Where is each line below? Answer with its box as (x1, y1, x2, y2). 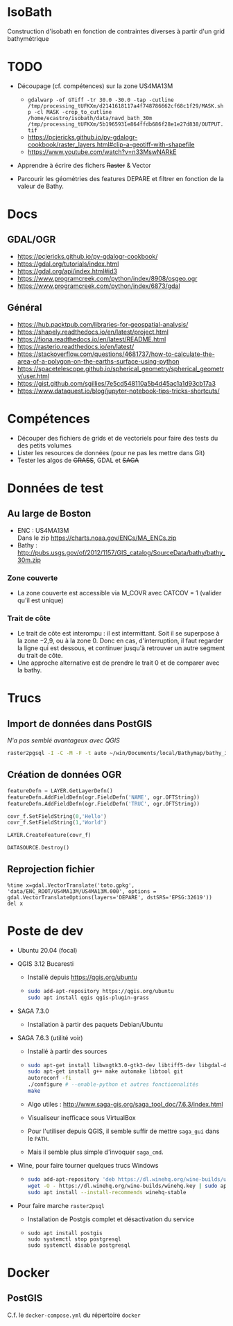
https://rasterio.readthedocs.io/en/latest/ (17, 342, 135, 350)
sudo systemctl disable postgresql (27, 1241, 130, 1249)
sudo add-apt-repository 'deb (27, 1175, 116, 1183)
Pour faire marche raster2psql (17, 1201, 105, 1209)
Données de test (7, 480, 104, 496)
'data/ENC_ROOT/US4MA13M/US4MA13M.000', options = (7, 887, 157, 895)
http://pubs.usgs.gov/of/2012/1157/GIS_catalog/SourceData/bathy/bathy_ (17, 548, 225, 556)
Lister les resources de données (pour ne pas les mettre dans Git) (17, 448, 205, 457)
